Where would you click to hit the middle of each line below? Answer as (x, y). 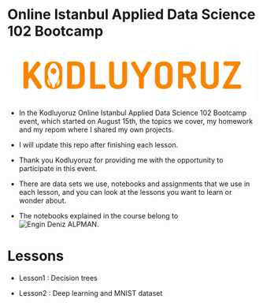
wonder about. (43, 200)
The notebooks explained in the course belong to (98, 215)
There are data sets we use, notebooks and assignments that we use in (134, 184)
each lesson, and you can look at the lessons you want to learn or (125, 192)
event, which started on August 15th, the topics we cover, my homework (136, 121)
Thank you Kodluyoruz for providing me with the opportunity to (121, 160)
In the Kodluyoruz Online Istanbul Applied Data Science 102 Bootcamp (133, 113)
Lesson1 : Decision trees (58, 278)
